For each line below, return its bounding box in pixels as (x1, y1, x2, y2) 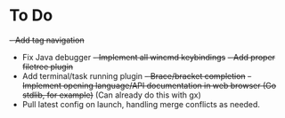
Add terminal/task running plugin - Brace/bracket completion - (21, 70, 252, 81)
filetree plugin (21, 61, 74, 72)
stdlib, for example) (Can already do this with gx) (21, 90, 202, 100)
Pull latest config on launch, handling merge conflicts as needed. (21, 98, 261, 109)
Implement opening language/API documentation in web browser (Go (21, 80, 277, 90)
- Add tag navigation (9, 35, 85, 45)
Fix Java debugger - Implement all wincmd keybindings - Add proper (21, 51, 276, 62)
